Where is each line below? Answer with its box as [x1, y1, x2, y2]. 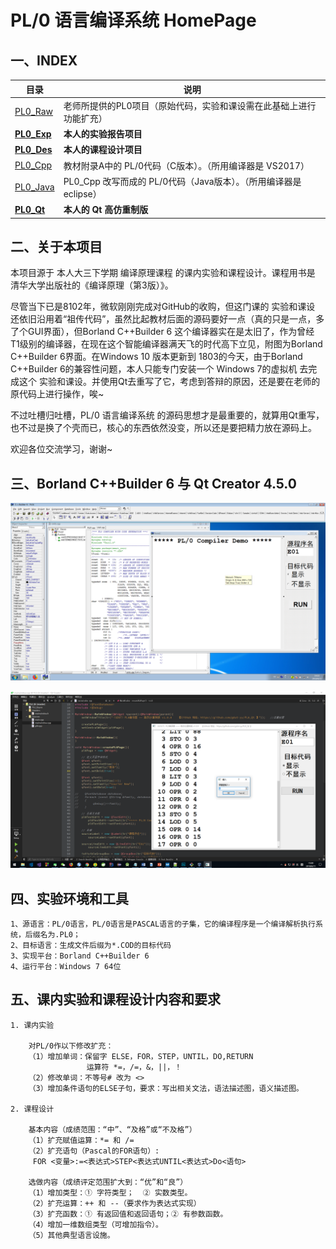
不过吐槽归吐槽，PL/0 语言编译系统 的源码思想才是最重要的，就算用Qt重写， [10, 409, 325, 421]
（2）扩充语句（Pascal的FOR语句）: [28, 1146, 160, 1156]
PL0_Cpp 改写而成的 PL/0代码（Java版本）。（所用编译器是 [63, 175, 302, 187]
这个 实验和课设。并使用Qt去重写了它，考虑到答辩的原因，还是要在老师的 [18, 376, 321, 388]
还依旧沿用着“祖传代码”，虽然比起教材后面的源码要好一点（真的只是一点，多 [10, 313, 325, 325]
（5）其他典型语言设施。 [28, 1230, 115, 1240]
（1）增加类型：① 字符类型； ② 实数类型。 [28, 1187, 193, 1198]
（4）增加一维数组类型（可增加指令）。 [28, 1219, 163, 1230]
